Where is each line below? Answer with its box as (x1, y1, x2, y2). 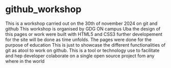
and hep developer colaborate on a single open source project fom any (5, 52, 155, 59)
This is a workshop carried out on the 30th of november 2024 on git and (5, 20, 158, 26)
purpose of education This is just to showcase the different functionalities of (5, 42, 166, 48)
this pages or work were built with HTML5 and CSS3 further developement (5, 31, 162, 37)
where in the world (5, 58, 45, 64)
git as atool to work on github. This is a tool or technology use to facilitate (5, 47, 160, 53)
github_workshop (5, 4, 82, 15)
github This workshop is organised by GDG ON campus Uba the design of (5, 25, 161, 31)
